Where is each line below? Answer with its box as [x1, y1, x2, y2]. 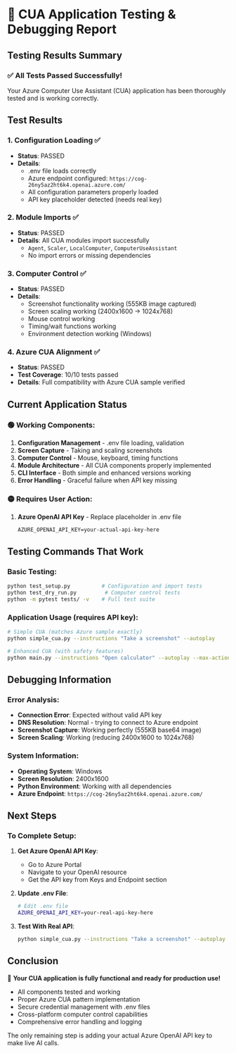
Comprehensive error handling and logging [17, 1017, 143, 1026]
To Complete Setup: [7, 830, 77, 840]
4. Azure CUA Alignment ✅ [7, 347, 100, 357]
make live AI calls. [7, 1038, 60, 1047]
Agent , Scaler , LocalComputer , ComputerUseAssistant [27, 243, 178, 252]
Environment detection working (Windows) [27, 330, 152, 338]
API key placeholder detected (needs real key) [27, 195, 162, 204]
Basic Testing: [7, 566, 58, 576]
